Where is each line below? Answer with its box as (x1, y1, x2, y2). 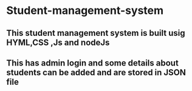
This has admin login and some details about (6, 58, 179, 68)
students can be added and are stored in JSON (6, 67, 187, 78)
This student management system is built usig (6, 28, 185, 38)
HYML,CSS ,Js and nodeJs (6, 37, 110, 47)
